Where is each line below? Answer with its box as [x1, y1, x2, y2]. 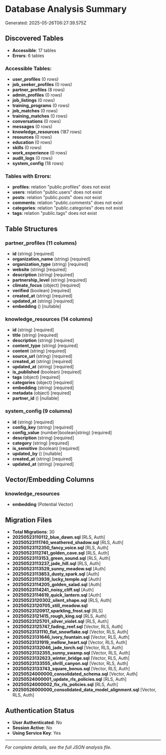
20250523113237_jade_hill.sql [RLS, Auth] [12, 560, 101, 566]
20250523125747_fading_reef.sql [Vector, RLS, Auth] [12, 624, 123, 630]
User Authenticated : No [12, 719, 62, 725]
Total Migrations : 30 [12, 529, 55, 535]
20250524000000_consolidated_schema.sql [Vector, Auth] [12, 671, 138, 677]
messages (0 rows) [12, 124, 53, 130]
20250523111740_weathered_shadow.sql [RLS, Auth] [12, 540, 124, 546]
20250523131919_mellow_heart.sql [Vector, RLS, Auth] [12, 640, 127, 646]
